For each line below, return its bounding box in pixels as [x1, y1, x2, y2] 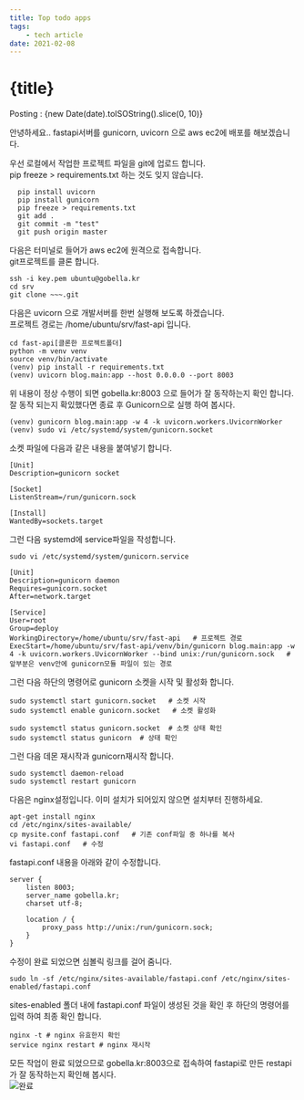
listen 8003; [25, 883, 76, 893]
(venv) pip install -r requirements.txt [9, 362, 166, 372]
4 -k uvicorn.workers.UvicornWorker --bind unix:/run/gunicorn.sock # [9, 650, 291, 659]
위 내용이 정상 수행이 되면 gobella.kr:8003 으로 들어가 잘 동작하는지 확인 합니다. [9, 388, 294, 399]
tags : [9, 22, 30, 31]
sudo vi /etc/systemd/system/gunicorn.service [9, 552, 189, 561]
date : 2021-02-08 [9, 38, 76, 48]
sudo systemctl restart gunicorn [9, 777, 137, 786]
